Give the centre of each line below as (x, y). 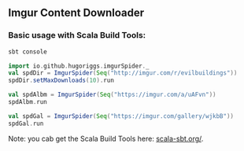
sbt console (28, 52)
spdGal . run (26, 123)
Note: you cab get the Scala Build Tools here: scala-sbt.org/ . (106, 138)
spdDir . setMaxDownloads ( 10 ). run (61, 81)
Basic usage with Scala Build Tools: (77, 35)
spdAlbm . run (28, 102)
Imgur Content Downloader (76, 13)
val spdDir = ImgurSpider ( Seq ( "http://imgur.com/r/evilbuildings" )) (123, 73)
